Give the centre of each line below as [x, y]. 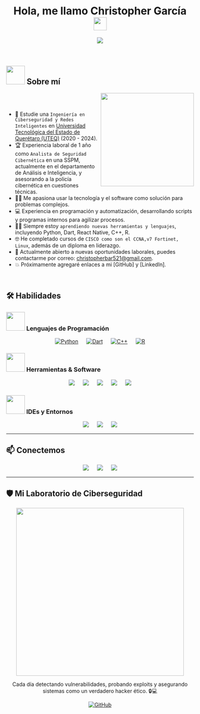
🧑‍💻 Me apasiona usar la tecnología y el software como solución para [99, 198]
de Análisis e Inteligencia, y [48, 173]
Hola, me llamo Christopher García [100, 11]
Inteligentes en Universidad [50, 125]
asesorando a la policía [43, 179]
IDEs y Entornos [49, 411]
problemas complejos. [42, 204]
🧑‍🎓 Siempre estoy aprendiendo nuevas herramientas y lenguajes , [96, 226]
